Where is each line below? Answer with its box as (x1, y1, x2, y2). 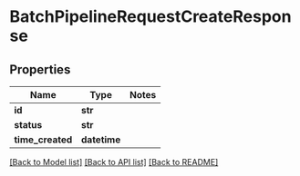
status (14, 119, 43, 131)
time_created (14, 133, 73, 146)
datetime (80, 133, 121, 146)
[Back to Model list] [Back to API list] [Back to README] (9, 157, 219, 167)
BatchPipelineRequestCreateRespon (9, 6, 292, 27)
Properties (9, 62, 71, 77)
